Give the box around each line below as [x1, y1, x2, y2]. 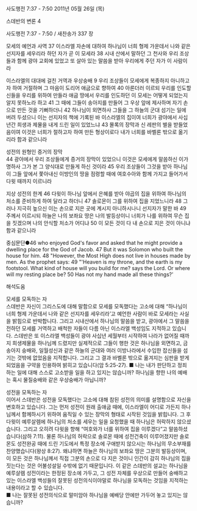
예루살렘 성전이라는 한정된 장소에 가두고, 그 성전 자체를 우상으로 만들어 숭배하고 [6, 469, 188, 476]
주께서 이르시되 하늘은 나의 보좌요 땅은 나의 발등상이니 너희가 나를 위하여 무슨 [6, 212, 183, 219]
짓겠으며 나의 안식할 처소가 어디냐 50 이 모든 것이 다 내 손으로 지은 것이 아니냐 [12, 220, 191, 226]
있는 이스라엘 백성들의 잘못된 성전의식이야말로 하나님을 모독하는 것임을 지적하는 [6, 477, 189, 483]
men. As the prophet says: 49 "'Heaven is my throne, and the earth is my [6, 258, 183, 265]
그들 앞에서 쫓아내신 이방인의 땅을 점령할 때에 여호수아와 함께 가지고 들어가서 [12, 170, 188, 177]
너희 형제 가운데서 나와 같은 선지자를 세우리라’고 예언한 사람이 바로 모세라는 [6, 310, 179, 317]
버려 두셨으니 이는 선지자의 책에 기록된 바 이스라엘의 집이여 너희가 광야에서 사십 [6, 114, 188, 120]
